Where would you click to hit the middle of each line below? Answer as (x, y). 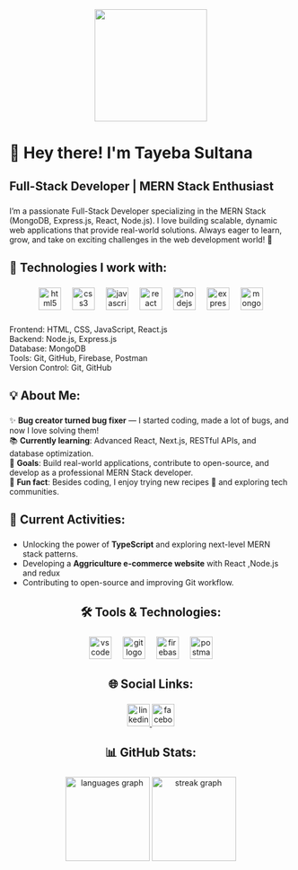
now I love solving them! (54, 431)
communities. (35, 492)
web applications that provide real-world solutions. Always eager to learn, (146, 230)
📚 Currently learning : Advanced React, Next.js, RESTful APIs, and (133, 441)
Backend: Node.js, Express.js (63, 338)
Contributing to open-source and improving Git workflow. (128, 583)
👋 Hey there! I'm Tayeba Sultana (131, 153)
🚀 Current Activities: (67, 520)
